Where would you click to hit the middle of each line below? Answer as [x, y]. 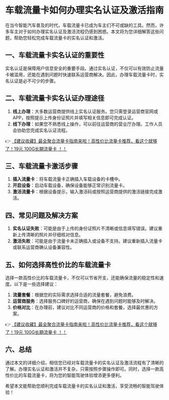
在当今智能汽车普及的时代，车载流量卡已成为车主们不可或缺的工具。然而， [82, 25]
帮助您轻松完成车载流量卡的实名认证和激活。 [60, 38]
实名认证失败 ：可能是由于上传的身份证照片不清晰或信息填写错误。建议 [85, 228]
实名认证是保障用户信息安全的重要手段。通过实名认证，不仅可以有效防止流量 [84, 68]
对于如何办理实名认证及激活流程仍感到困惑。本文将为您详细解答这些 [89, 31]
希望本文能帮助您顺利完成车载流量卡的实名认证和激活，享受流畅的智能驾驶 [82, 386]
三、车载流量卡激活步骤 [41, 166]
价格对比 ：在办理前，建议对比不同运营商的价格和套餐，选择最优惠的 [83, 307]
